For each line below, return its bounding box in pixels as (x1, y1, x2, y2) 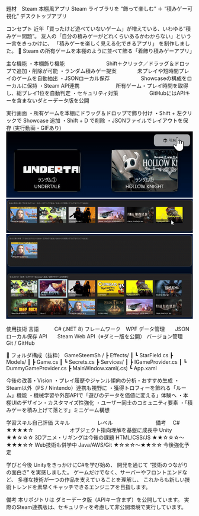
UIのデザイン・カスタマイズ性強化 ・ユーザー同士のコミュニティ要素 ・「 (11, 399, 188, 406)
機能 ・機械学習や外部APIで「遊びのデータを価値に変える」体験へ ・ (16, 392, 184, 399)
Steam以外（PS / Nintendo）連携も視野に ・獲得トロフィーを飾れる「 (6, 384, 176, 392)
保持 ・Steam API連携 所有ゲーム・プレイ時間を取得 (26, 82, 188, 89)
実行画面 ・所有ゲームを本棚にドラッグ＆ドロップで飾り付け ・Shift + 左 (6, 110, 182, 117)
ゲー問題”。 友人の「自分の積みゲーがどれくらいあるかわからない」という (11, 33, 192, 40)
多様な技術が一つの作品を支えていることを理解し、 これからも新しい (17, 476, 185, 483)
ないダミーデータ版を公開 (26, 97, 89, 104)
